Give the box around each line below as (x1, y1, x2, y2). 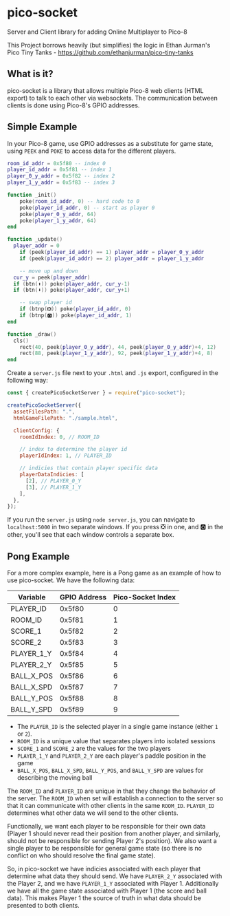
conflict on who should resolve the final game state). (7, 851, 156, 860)
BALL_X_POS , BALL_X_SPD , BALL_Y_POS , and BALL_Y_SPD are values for (16, 766, 204, 775)
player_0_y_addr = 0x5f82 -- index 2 (7, 173, 115, 180)
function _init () (7, 191, 57, 199)
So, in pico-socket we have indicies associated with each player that (7, 865, 201, 873)
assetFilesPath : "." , (13, 408, 76, 415)
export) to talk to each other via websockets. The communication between (7, 94, 218, 102)
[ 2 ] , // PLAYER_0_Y (25, 477, 81, 484)
